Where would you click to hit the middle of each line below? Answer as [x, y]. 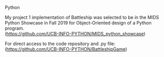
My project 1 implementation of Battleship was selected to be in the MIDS [82, 17]
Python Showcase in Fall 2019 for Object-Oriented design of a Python [78, 23]
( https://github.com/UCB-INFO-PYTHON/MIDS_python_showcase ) [75, 34]
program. [15, 28]
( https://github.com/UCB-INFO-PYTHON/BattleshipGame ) [66, 49]
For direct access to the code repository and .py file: [60, 44]
